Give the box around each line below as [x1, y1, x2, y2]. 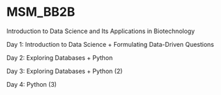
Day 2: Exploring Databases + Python [6, 53, 113, 62]
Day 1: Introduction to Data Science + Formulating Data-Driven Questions [6, 40, 215, 48]
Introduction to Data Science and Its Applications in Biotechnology [6, 27, 195, 35]
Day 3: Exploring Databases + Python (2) [6, 67, 123, 75]
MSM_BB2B [6, 4, 75, 20]
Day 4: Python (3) [6, 80, 57, 88]
